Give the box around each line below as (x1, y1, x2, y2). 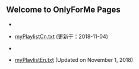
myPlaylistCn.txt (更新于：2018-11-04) (14, 33, 109, 40)
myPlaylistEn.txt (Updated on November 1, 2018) (14, 56, 134, 63)
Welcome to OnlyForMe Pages (6, 5, 121, 15)
